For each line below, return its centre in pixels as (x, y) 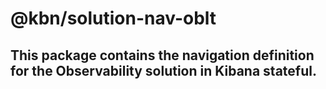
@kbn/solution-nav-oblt (113, 18)
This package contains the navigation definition (162, 55)
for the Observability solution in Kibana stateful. (163, 70)
